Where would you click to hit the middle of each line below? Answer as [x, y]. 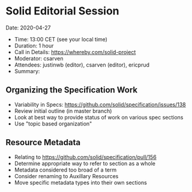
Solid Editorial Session [62, 11]
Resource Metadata [43, 142]
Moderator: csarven [39, 58]
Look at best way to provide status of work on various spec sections [99, 117]
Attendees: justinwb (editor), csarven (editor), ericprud [82, 65]
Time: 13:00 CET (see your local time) [61, 39]
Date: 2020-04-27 [28, 28]
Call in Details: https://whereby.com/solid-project [75, 52]
